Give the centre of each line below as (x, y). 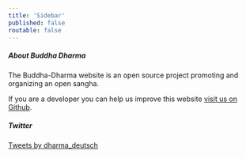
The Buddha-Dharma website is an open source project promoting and (123, 75)
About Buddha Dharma (47, 55)
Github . (20, 107)
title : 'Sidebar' (37, 15)
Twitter (21, 125)
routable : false (35, 30)
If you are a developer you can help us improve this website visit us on (123, 99)
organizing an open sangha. (54, 84)
